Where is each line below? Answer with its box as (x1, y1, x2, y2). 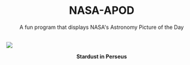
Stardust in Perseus (76, 52, 127, 60)
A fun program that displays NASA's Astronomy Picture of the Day (19, 23, 184, 31)
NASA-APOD (68, 4, 135, 17)
